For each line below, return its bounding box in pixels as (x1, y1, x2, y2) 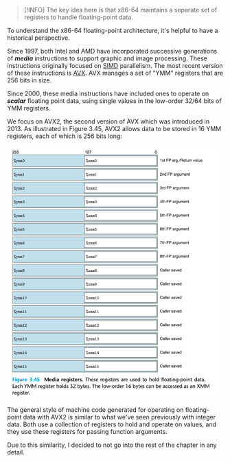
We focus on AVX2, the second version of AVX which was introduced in (7, 117, 210, 126)
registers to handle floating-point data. (23, 13, 134, 21)
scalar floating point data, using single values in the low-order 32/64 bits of (7, 97, 222, 105)
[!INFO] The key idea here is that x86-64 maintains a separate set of (23, 6, 218, 14)
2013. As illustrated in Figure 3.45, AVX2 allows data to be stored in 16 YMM (7, 125, 222, 132)
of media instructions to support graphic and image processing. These (7, 54, 208, 62)
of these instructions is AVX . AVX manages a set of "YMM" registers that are (7, 69, 224, 77)
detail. (7, 448, 25, 457)
